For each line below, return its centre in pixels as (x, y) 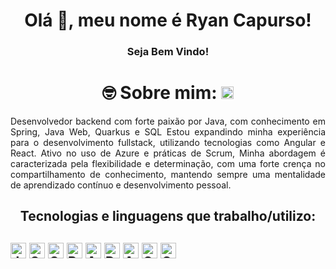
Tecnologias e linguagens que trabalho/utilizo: (168, 216)
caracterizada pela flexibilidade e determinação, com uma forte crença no (168, 164)
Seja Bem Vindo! (168, 52)
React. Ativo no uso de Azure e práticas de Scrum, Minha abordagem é (168, 153)
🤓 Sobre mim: (159, 93)
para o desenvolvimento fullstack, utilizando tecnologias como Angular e (168, 143)
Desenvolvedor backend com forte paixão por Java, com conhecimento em (168, 121)
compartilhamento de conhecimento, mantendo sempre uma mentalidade (168, 175)
